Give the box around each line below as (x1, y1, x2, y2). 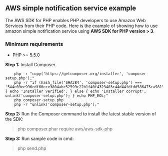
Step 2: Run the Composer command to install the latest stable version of (5, 111, 156, 117)
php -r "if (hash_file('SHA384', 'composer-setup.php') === (14, 80, 142, 85)
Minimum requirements (5, 40, 63, 47)
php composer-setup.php (14, 98, 64, 103)
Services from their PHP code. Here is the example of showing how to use (5, 23, 158, 29)
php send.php (17, 145, 46, 151)
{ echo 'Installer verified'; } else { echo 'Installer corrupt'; (5, 89, 146, 94)
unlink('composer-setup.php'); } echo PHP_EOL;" (5, 93, 108, 98)
